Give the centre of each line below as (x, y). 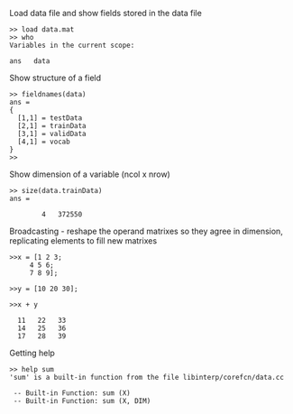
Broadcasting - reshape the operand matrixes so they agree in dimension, (146, 231)
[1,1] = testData (50, 118)
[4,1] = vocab (44, 142)
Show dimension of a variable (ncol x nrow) (90, 174)
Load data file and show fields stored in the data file (106, 13)
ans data (30, 61)
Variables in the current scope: (72, 45)
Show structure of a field (55, 78)
